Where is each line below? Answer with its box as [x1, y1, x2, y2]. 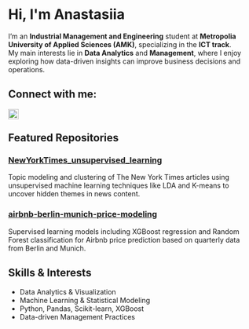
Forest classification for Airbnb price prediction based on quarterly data [8, 235, 240, 244]
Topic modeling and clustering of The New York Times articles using [8, 173, 230, 182]
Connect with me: [8, 88, 97, 101]
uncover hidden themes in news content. [8, 189, 141, 199]
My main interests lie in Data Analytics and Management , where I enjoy [8, 48, 242, 57]
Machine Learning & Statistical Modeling [19, 295, 151, 305]
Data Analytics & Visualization [19, 287, 116, 296]
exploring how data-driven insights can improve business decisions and [8, 57, 241, 66]
